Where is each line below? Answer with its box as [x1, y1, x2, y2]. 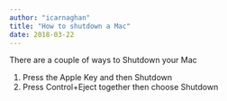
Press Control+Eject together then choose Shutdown [22, 82, 219, 93]
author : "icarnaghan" [9, 13, 91, 23]
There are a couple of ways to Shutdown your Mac [9, 55, 198, 66]
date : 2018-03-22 [9, 30, 75, 39]
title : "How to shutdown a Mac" [9, 22, 131, 31]
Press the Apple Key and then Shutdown [22, 72, 173, 83]
